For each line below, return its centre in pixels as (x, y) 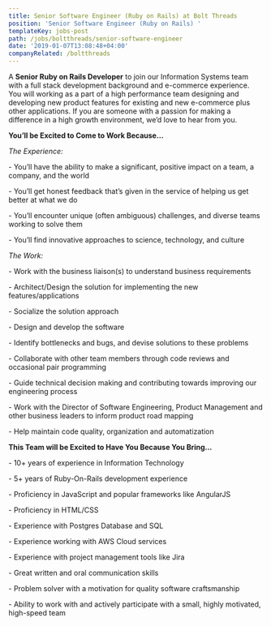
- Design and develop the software (67, 327)
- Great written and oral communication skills (84, 573)
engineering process (43, 391)
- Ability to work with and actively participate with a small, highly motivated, (135, 604)
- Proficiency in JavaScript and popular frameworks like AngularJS (120, 494)
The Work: (26, 255)
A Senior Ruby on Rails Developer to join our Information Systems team (129, 77)
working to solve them (45, 224)
